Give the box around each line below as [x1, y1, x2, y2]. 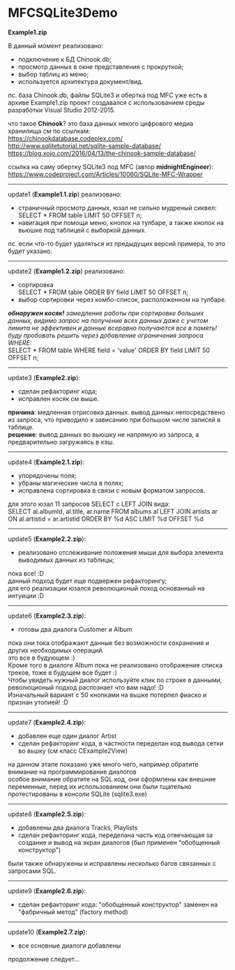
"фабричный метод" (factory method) [17, 907, 128, 916]
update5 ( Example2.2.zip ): [8, 535, 86, 543]
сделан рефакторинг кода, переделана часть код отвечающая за [17, 830, 213, 839]
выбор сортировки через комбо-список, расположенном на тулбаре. [17, 295, 227, 303]
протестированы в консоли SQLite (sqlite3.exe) [8, 790, 147, 798]
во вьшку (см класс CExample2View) [17, 746, 128, 755]
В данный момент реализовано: [8, 41, 104, 50]
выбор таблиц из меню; [17, 70, 89, 78]
